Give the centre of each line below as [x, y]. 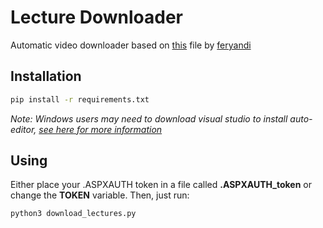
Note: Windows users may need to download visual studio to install [149, 118]
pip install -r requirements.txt [80, 99]
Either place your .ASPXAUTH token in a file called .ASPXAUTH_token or [161, 185]
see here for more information [100, 129]
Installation [46, 76]
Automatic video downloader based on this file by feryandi [131, 45]
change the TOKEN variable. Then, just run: [100, 195]
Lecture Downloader [96, 17]
